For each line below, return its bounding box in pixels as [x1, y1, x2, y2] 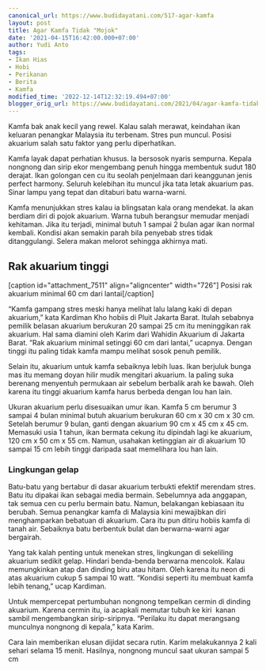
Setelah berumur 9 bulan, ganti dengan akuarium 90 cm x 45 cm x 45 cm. [8, 419, 249, 428]
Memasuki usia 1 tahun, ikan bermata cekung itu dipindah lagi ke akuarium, [8, 427, 253, 436]
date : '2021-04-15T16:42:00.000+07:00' [8, 33, 140, 42]
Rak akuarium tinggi [8, 259, 109, 273]
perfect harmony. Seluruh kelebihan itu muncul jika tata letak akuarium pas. [8, 179, 254, 188]
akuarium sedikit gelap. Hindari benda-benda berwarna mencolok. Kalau [8, 556, 245, 566]
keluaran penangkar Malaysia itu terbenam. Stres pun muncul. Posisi [8, 130, 232, 139]
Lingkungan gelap [8, 464, 79, 475]
